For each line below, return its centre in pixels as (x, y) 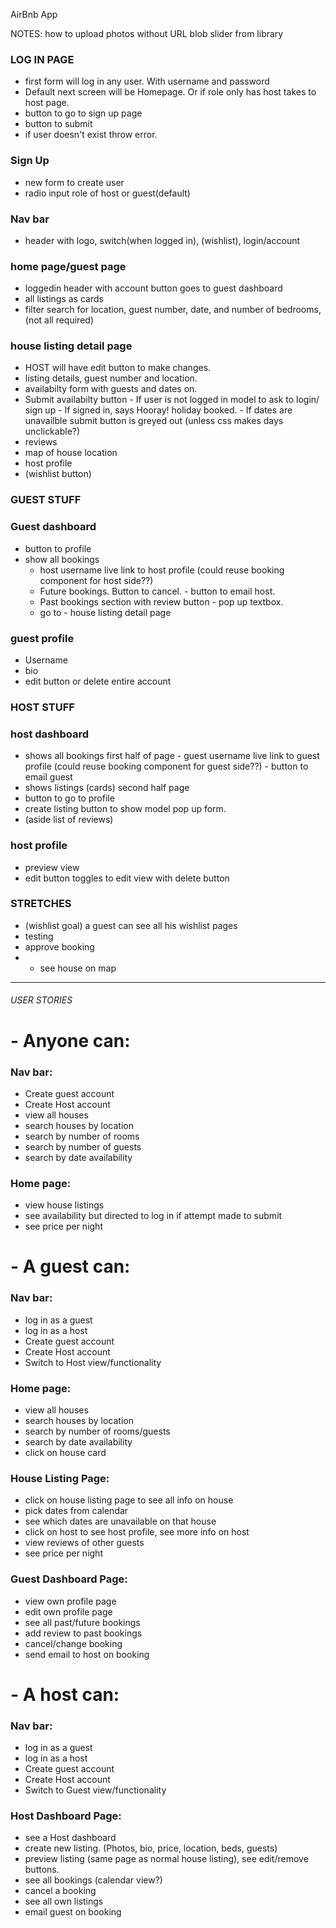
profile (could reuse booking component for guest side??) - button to (166, 766)
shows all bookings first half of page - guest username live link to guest (172, 756)
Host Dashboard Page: (66, 1816)
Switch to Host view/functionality (93, 1362)
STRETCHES (41, 904)
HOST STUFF (42, 707)
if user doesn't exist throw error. (91, 135)
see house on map (78, 968)
